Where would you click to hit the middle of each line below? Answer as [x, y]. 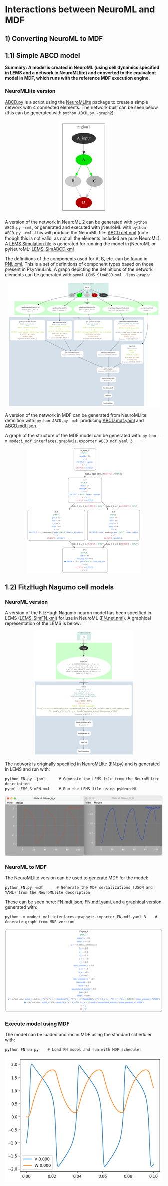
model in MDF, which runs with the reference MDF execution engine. [78, 78]
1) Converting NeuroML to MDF [54, 38]
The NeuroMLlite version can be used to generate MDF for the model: [77, 878]
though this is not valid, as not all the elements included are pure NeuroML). [83, 238]
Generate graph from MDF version [40, 922]
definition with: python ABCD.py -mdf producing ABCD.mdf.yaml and [75, 420]
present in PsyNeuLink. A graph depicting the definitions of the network [79, 269]
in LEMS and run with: [28, 769]
